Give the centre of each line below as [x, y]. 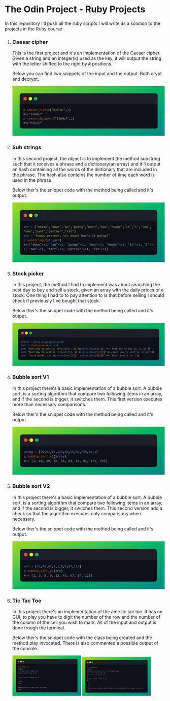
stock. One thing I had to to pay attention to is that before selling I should [88, 295]
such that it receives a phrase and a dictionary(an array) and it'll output [86, 164]
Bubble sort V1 [30, 377]
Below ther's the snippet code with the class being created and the [82, 638]
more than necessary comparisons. [49, 404]
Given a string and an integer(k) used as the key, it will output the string [87, 58]
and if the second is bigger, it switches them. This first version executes [87, 399]
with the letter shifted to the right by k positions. [62, 64]
